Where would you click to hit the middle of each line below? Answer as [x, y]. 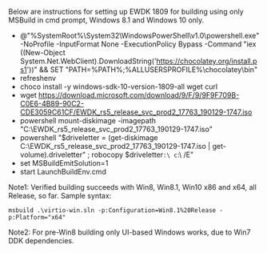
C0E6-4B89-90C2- [52, 104]
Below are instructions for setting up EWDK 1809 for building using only [126, 12]
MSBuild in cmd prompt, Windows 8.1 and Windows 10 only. [106, 20]
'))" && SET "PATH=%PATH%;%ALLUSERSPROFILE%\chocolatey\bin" [142, 70]
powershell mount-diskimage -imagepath [88, 120]
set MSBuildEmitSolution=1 [64, 163]
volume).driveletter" [53, 155]
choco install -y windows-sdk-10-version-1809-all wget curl [119, 86]
